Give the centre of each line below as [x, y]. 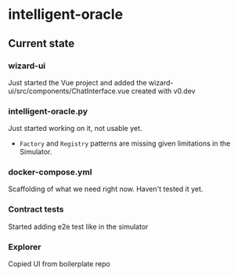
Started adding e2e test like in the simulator [78, 226]
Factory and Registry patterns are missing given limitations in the [125, 143]
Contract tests [36, 209]
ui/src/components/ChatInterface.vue [69, 91]
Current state [41, 43]
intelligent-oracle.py [48, 111]
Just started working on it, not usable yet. [75, 128]
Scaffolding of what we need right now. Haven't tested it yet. [106, 189]
